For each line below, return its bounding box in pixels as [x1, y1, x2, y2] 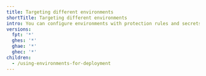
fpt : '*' [12, 32, 34, 38]
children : [6, 55, 32, 61]
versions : [6, 26, 32, 32]
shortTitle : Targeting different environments [6, 15, 128, 21]
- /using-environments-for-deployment [12, 60, 112, 66]
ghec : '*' [12, 49, 37, 55]
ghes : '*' [12, 37, 37, 44]
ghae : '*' [12, 44, 37, 50]
